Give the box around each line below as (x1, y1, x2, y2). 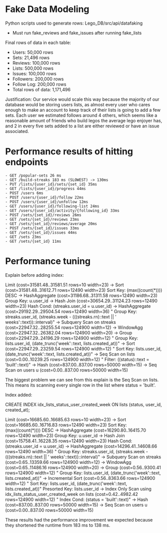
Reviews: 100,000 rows (12, 60, 60, 66)
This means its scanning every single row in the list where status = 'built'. (5, 382, 156, 388)
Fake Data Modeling (5, 4, 89, 15)
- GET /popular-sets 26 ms (5, 173, 61, 178)
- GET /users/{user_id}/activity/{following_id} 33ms (5, 208, 120, 213)
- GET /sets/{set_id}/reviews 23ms (5, 217, 79, 222)
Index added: (5, 392, 32, 398)
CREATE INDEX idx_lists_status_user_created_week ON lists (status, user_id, (5, 401, 162, 407)
